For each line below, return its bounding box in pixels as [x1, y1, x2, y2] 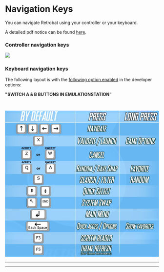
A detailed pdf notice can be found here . [5, 29, 87, 35]
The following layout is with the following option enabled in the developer [5, 76, 152, 82]
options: [5, 82, 22, 88]
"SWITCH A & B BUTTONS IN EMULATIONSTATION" [5, 91, 112, 97]
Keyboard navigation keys [5, 65, 68, 72]
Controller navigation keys [5, 41, 69, 48]
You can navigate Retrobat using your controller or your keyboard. [5, 20, 138, 25]
